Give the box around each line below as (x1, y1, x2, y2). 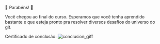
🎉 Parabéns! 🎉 (5, 5, 33, 10)
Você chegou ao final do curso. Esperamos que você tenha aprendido (5, 14, 144, 19)
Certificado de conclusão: (5, 34, 57, 39)
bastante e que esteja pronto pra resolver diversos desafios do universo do (5, 19, 155, 25)
